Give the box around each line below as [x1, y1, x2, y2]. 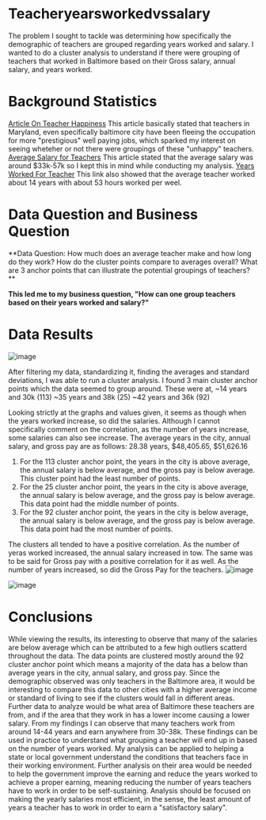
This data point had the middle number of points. [19, 499, 180, 508]
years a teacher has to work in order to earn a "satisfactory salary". [8, 803, 228, 812]
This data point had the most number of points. [19, 524, 173, 534]
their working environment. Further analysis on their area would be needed [8, 761, 252, 770]
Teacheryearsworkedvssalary [8, 5, 211, 23]
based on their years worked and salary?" [8, 297, 149, 307]
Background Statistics [8, 93, 158, 111]
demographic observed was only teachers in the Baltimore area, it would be [8, 676, 256, 686]
